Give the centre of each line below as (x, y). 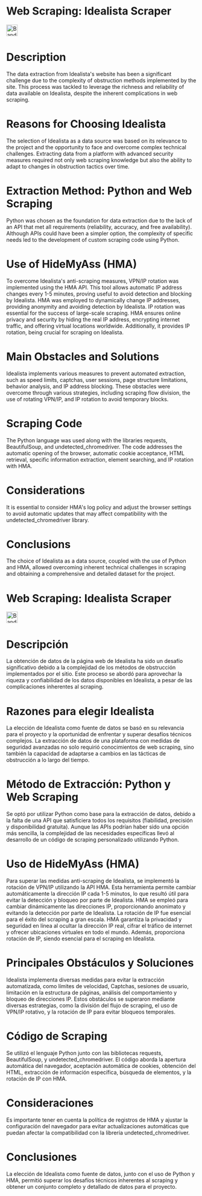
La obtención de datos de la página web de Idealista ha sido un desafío (95, 661)
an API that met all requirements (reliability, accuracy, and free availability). (99, 227)
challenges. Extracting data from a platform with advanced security (90, 154)
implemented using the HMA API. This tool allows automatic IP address (94, 287)
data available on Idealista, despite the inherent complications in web (92, 93)
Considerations (46, 490)
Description (36, 57)
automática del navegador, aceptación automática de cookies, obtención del (101, 1066)
